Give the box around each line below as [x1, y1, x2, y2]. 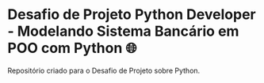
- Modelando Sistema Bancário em [7, 22, 239, 40]
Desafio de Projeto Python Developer [7, 6, 256, 24]
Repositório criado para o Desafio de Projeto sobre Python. [7, 66, 201, 75]
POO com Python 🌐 [7, 40, 137, 57]
